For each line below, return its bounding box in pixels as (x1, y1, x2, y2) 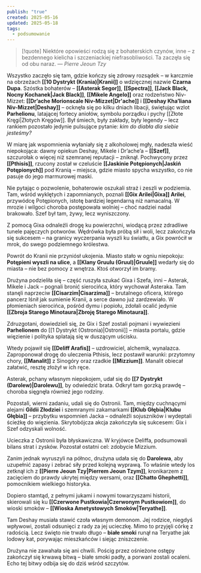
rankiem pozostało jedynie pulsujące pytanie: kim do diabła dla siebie (7, 123, 179, 130)
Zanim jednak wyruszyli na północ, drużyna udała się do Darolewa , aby (7, 455, 184, 462)
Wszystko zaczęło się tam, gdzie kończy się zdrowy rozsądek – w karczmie (7, 72, 194, 79)
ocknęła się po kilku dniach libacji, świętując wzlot (65, 104, 190, 111)
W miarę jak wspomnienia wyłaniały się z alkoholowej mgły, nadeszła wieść (7, 141, 193, 148)
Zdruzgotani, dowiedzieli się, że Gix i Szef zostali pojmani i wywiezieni (7, 320, 181, 328)
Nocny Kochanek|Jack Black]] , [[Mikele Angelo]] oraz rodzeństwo (7, 91, 175, 98)
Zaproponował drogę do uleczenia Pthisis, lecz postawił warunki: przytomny (7, 351, 196, 358)
